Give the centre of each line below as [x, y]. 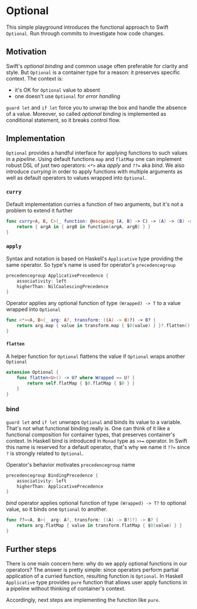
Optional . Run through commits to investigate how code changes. [85, 33]
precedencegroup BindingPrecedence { [52, 475]
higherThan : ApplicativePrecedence [60, 486]
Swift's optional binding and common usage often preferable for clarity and [97, 66]
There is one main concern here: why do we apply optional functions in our [97, 563]
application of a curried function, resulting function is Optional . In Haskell [95, 576]
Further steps [31, 549]
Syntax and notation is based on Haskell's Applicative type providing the [94, 258]
